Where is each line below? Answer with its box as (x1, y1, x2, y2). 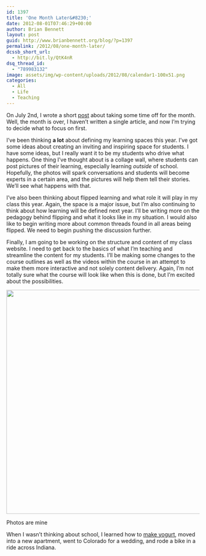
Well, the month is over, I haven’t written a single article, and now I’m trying (6, 118, 196, 125)
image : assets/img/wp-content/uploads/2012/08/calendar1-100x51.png (6, 72, 185, 78)
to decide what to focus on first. (6, 124, 87, 132)
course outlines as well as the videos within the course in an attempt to (6, 258, 186, 265)
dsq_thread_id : (6, 60, 45, 66)
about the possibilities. (6, 277, 64, 285)
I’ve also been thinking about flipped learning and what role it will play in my (6, 194, 198, 201)
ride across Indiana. (6, 544, 56, 551)
